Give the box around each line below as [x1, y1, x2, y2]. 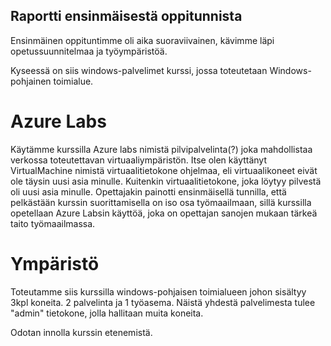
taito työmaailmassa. [10, 217, 96, 229]
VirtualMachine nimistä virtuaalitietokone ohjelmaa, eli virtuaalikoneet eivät [10, 164, 318, 176]
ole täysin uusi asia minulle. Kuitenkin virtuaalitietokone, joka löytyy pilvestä [10, 175, 322, 187]
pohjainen [10, 75, 52, 87]
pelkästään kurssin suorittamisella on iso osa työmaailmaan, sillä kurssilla [10, 196, 312, 208]
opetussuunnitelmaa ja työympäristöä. [10, 45, 168, 57]
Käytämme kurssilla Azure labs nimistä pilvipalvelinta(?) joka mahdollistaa [10, 143, 313, 155]
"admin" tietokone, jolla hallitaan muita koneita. [10, 307, 204, 319]
